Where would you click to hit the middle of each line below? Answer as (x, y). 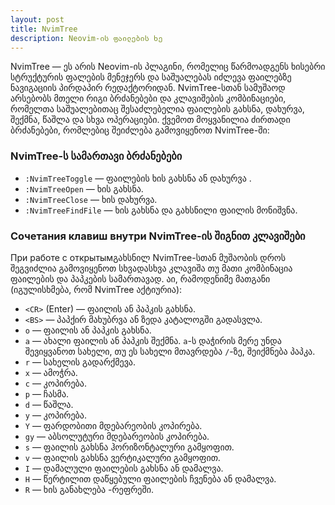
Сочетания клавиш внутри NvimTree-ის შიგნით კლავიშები (158, 236)
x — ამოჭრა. (51, 372)
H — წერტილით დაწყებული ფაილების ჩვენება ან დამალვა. (150, 478)
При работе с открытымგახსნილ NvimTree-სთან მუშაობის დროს (148, 257)
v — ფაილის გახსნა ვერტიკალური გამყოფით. (122, 457)
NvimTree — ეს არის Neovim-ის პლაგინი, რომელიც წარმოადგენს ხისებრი (168, 67)
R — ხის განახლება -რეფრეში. (89, 489)
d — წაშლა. (49, 404)
